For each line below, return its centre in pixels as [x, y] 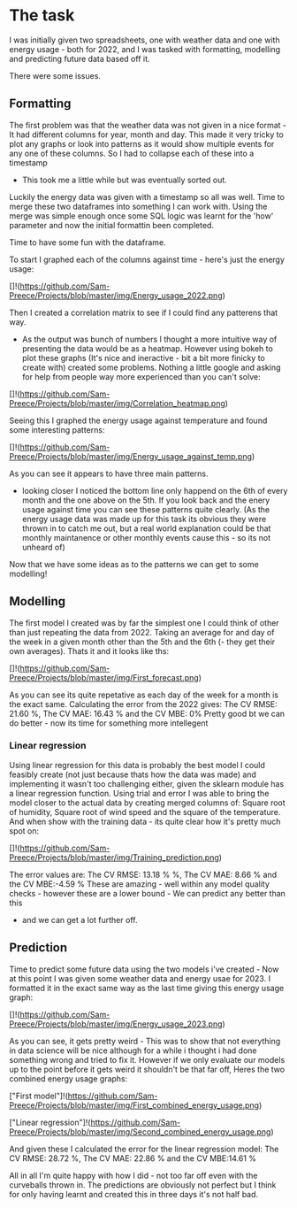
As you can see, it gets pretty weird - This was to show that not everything [145, 1041]
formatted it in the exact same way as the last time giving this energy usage [147, 988]
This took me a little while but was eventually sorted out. [124, 180]
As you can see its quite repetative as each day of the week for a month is [144, 695]
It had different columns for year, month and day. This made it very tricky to [147, 135]
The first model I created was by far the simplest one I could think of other [145, 623]
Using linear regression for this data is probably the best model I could [137, 765]
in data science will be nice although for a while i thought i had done [133, 1050]
